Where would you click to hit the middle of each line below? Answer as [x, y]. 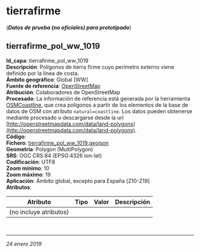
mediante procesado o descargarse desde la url [65, 117]
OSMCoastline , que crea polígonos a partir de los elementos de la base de [97, 105]
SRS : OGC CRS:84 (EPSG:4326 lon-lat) [54, 155]
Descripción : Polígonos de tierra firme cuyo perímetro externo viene [90, 67]
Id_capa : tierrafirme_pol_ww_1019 [47, 60]
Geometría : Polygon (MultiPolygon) [50, 149]
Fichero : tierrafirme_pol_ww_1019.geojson [57, 143]
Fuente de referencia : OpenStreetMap [53, 86]
